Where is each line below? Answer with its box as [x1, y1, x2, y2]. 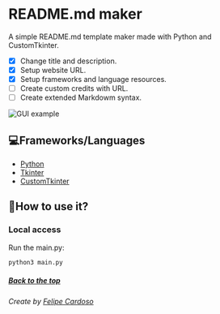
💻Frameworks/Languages [8, 133, 146, 147]
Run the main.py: [8, 243, 65, 252]
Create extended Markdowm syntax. [19, 92, 142, 102]
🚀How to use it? [8, 200, 89, 213]
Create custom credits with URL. [19, 84, 129, 93]
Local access [8, 224, 61, 235]
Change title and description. [19, 56, 117, 66]
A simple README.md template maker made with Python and [8, 32, 212, 41]
